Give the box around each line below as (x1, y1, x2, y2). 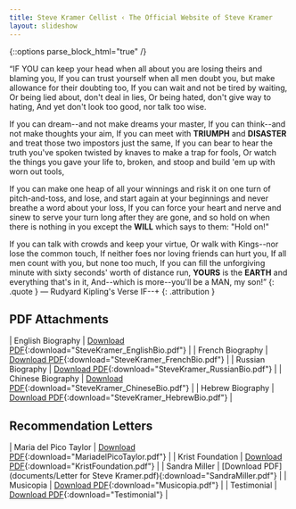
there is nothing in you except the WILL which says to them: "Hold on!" (9, 221, 270, 232)
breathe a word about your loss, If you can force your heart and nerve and (9, 202, 282, 213)
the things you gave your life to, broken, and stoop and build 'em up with (9, 156, 275, 167)
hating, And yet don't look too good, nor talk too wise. (9, 101, 207, 112)
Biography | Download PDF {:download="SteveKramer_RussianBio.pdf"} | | (9, 363, 283, 375)
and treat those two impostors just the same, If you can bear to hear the (9, 138, 274, 148)
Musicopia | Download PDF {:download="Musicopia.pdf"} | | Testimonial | (9, 480, 278, 491)
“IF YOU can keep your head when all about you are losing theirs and (9, 63, 263, 74)
